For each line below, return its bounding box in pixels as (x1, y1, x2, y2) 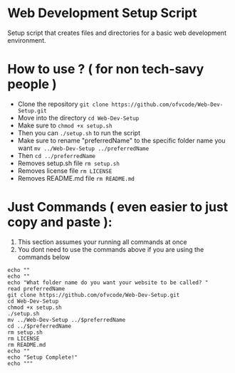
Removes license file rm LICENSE (17, 166, 113, 175)
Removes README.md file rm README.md (17, 174, 135, 182)
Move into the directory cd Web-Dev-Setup (17, 113, 140, 122)
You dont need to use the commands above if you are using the (17, 245, 204, 253)
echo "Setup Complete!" (7, 354, 78, 361)
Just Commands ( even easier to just (7, 199, 229, 215)
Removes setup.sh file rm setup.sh (17, 159, 120, 167)
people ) (7, 76, 57, 93)
